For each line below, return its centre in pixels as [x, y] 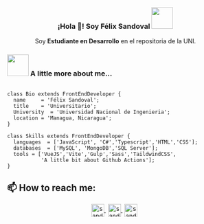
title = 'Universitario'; [55, 106]
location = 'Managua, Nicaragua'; [63, 118]
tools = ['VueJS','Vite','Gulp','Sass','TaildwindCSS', [95, 154]
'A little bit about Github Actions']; [98, 160]
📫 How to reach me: [52, 188]
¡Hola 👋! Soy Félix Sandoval [104, 26]
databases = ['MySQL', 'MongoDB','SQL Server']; [86, 148]
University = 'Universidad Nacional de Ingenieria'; [92, 112]
